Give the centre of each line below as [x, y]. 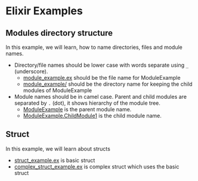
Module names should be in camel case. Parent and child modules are [100, 97]
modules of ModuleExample [58, 90]
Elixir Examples [44, 11]
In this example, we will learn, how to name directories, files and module [94, 47]
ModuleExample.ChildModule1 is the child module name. [92, 116]
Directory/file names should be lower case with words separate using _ [101, 65]
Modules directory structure [59, 33]
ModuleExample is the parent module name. [77, 109]
